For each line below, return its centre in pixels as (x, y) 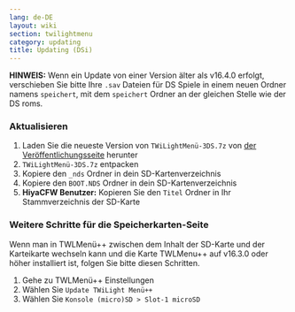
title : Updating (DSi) (51, 50)
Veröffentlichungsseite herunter (80, 155)
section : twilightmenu (51, 34)
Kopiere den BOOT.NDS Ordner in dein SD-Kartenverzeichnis (129, 183)
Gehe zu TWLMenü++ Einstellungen (88, 280)
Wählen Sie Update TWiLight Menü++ (87, 289)
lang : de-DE (31, 17)
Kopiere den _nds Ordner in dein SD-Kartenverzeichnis (121, 174)
